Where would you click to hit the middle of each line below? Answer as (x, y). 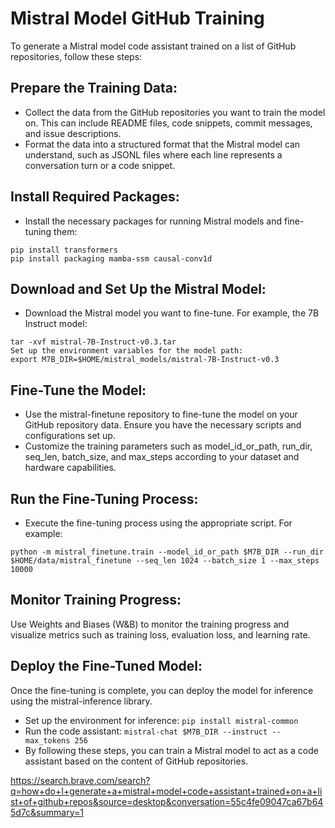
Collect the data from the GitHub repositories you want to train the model (175, 112)
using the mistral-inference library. (81, 701)
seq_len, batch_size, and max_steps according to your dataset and (162, 457)
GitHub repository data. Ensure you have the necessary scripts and (163, 425)
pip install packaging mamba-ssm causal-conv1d (111, 258)
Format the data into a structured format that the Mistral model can (162, 144)
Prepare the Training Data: (94, 88)
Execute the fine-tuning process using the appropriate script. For (158, 523)
